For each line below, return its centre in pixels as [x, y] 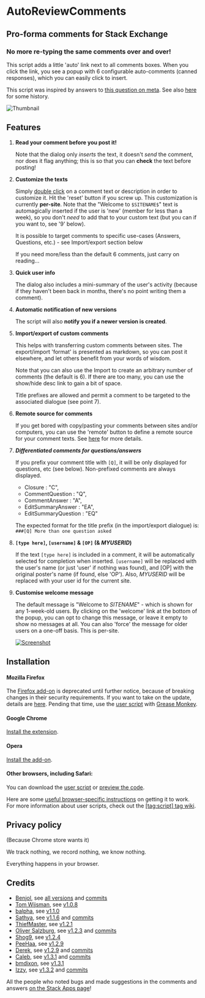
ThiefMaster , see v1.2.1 [44, 924]
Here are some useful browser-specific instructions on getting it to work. [98, 799]
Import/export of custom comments [62, 333]
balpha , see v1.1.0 [37, 911]
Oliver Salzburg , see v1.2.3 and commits [66, 930]
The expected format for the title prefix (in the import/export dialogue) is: [107, 525]
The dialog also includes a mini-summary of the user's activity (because [106, 285]
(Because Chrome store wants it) [48, 839]
